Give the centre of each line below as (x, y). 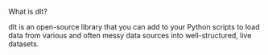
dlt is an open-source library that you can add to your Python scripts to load (134, 27)
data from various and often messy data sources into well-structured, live (130, 35)
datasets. (24, 44)
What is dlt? (28, 12)
